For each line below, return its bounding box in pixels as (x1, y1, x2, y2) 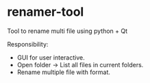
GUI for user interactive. (16, 53, 85, 62)
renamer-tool (7, 4, 84, 20)
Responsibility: (7, 40, 49, 48)
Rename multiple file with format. (16, 68, 111, 76)
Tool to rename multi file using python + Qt (7, 27, 128, 35)
